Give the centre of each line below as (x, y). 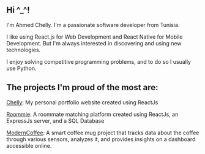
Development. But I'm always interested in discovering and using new (94, 43)
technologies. (24, 50)
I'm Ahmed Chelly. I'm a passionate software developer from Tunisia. (93, 25)
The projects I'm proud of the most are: (82, 87)
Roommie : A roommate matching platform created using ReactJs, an (92, 114)
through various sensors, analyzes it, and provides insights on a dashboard (101, 139)
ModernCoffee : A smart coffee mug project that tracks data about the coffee (103, 133)
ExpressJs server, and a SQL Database (55, 121)
